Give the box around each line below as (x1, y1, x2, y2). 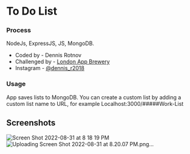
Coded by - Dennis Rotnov (15, 52, 82, 59)
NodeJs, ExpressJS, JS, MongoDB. (6, 40, 95, 47)
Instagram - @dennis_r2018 (15, 65, 85, 72)
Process (6, 26, 32, 35)
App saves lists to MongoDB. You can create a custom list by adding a (6, 93, 182, 101)
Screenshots (6, 117, 56, 128)
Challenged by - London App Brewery (15, 58, 110, 65)
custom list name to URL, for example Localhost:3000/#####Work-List (6, 100, 184, 107)
